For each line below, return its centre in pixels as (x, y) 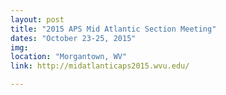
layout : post (37, 19)
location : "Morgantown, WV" (69, 57)
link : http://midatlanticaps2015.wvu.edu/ (100, 66)
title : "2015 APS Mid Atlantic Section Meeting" (113, 29)
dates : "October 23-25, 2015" (73, 38)
